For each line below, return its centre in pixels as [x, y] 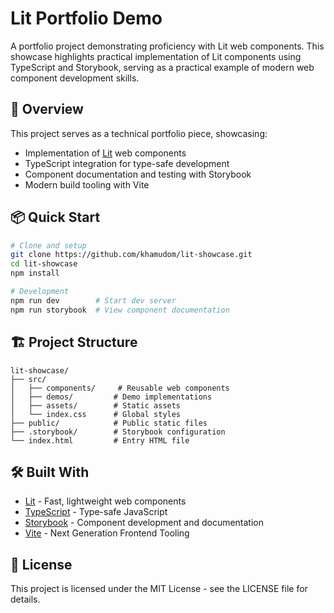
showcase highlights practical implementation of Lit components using [156, 56]
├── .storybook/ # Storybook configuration [118, 432]
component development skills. [75, 78]
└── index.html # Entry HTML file [100, 440]
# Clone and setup [48, 245]
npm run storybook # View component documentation [120, 310]
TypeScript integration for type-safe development [127, 163]
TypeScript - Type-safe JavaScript [96, 512]
